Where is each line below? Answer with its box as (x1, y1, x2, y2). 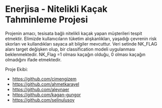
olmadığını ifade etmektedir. (5, 56, 62, 62)
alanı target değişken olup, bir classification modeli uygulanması (5, 46, 135, 52)
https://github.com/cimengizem (12, 76, 77, 82)
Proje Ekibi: (5, 66, 28, 72)
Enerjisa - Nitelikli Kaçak (5, 3, 108, 15)
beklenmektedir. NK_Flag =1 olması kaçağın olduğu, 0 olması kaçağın (5, 51, 146, 57)
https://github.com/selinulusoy (12, 97, 75, 103)
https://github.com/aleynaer (12, 86, 70, 92)
